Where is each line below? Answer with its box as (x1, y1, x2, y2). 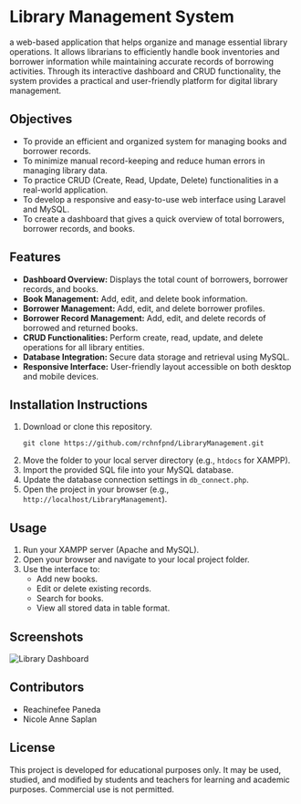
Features (9, 249, 61, 266)
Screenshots (9, 629, 84, 644)
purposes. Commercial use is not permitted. (9, 783, 175, 795)
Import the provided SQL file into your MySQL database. (22, 465, 234, 475)
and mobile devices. (22, 371, 99, 381)
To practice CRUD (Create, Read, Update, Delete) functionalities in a (22, 174, 279, 185)
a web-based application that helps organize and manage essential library (9, 37, 288, 47)
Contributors (9, 680, 85, 695)
